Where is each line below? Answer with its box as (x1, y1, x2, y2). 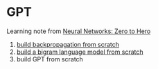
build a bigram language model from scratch (16, 48, 143, 56)
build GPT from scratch (16, 55, 84, 63)
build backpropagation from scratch (16, 40, 119, 48)
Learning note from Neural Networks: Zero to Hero (6, 27, 151, 35)
